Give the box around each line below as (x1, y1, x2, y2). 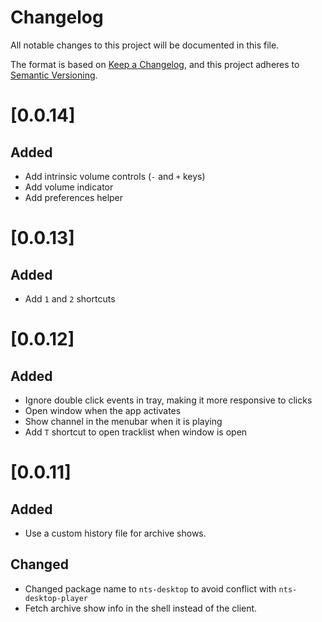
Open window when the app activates (24, 404, 182, 416)
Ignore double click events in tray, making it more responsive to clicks (24, 394, 313, 406)
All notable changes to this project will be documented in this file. (10, 39, 280, 51)
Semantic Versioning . (10, 69, 98, 81)
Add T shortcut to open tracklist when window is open (24, 426, 248, 438)
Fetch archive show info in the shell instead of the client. (24, 602, 258, 614)
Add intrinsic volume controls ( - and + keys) (24, 170, 206, 182)
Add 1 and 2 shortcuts (24, 292, 116, 305)
